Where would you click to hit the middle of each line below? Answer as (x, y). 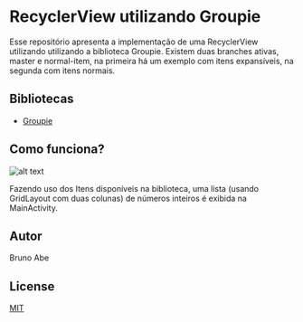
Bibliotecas (42, 99)
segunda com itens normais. (62, 71)
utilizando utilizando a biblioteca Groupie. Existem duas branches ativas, (144, 51)
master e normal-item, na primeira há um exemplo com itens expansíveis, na (151, 61)
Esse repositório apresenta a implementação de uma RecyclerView (134, 42)
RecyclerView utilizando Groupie (135, 17)
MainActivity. (34, 208)
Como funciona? (57, 150)
